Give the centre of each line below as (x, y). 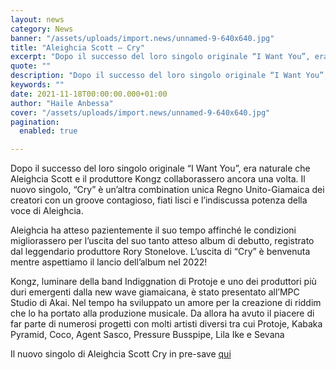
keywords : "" (37, 85)
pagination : (35, 122)
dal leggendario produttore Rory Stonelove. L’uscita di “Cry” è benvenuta (160, 252)
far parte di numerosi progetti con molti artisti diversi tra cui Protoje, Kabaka (166, 324)
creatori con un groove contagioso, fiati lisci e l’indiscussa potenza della (159, 200)
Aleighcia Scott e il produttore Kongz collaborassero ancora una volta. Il (158, 179)
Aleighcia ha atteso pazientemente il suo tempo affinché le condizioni (153, 230)
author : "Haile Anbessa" (62, 103)
